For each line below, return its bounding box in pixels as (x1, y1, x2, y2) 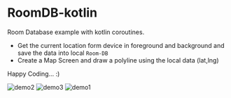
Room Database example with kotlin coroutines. (7, 28, 145, 36)
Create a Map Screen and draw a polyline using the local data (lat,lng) (17, 56, 219, 64)
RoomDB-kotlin (7, 5, 98, 21)
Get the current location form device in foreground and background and (17, 41, 225, 49)
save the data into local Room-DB (17, 49, 108, 57)
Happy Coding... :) (7, 70, 60, 78)
